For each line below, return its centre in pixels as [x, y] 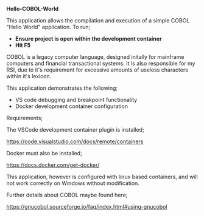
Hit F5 [23, 45]
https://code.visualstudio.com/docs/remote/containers [75, 141]
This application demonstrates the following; [62, 88]
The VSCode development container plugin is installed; [75, 130]
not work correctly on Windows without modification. [73, 183]
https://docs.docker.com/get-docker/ [53, 165]
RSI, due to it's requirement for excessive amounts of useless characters [97, 70]
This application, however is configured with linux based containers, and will [102, 177]
